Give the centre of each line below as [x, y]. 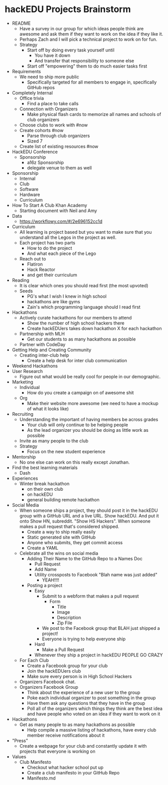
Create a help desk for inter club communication [77, 360]
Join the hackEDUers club [54, 671]
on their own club [45, 489]
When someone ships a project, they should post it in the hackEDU [89, 510]
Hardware [30, 194]
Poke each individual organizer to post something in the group [92, 698]
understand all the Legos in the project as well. [68, 237]
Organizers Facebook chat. [48, 682]
